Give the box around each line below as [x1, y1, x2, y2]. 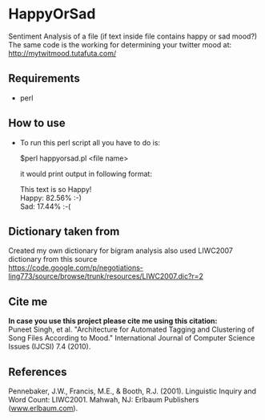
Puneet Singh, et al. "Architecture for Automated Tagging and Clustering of [8, 324, 255, 334]
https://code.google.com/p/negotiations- [8, 263, 144, 273]
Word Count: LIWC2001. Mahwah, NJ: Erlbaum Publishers [8, 395, 199, 404]
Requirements [8, 71, 80, 85]
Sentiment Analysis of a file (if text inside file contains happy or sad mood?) [8, 31, 258, 41]
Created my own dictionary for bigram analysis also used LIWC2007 [8, 246, 234, 255]
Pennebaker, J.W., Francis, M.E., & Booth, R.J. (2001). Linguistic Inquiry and [8, 386, 257, 396]
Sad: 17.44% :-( [19, 202, 71, 211]
